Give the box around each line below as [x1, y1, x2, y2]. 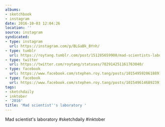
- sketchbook [5, 12, 32, 17]
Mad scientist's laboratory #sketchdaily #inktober [5, 116, 106, 122]
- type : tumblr [5, 48, 36, 53]
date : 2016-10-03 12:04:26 [5, 21, 60, 26]
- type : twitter [5, 57, 38, 62]
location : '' [5, 25, 32, 30]
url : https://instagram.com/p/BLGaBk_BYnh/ [9, 44, 100, 49]
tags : [5, 84, 16, 90]
